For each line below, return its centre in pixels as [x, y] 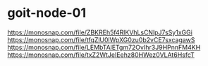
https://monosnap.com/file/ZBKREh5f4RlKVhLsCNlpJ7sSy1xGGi [100, 32]
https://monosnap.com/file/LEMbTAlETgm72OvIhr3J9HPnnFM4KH [104, 47]
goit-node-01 [47, 13]
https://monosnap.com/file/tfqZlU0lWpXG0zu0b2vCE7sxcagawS [101, 39]
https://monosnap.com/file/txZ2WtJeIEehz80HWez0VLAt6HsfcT [101, 55]
